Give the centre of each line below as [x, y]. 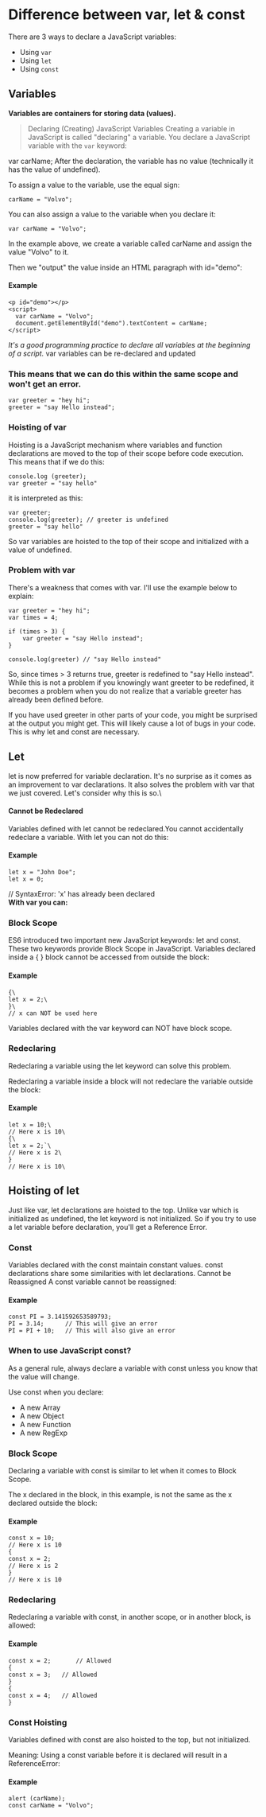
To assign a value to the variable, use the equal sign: [94, 185]
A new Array [40, 1407]
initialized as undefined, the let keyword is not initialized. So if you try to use [132, 1218]
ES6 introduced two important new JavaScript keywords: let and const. [124, 940]
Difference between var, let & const [127, 15]
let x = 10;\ [30, 1125]
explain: [21, 596]
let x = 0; [26, 879]
